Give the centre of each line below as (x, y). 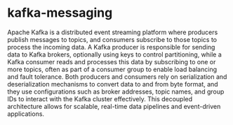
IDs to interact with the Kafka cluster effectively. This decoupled (100, 98)
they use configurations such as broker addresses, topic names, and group (116, 91)
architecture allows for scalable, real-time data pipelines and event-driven (114, 106)
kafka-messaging (60, 13)
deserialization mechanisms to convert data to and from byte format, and (113, 84)
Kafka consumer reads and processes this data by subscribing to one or (112, 61)
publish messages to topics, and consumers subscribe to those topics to (112, 39)
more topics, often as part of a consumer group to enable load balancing (112, 69)
